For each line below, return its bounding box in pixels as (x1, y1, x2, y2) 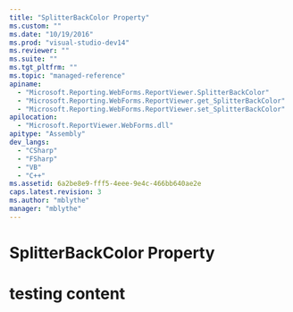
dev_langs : (9, 138, 50, 147)
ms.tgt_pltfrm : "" (9, 63, 78, 72)
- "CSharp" (17, 146, 58, 155)
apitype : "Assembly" (9, 130, 87, 139)
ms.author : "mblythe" (9, 196, 90, 206)
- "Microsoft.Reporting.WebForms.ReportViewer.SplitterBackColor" (17, 88, 270, 97)
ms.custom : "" (9, 21, 63, 30)
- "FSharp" (17, 154, 58, 164)
